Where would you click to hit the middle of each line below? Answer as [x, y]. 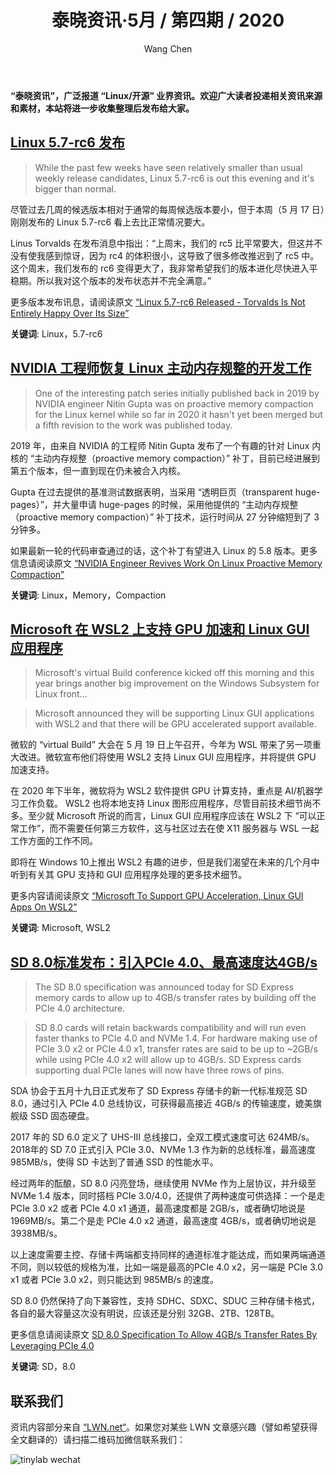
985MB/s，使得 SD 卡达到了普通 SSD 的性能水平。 [114, 1162]
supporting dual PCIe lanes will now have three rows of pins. [159, 1070]
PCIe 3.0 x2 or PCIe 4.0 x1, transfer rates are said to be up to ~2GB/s [176, 1049]
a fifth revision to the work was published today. [133, 425]
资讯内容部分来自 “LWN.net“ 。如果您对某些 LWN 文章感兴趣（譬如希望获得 [164, 1427]
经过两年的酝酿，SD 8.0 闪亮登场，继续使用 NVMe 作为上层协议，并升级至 [163, 1183]
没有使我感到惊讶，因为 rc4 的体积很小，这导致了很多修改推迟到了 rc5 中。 [165, 255]
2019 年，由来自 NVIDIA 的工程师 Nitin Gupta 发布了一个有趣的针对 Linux [160, 445]
